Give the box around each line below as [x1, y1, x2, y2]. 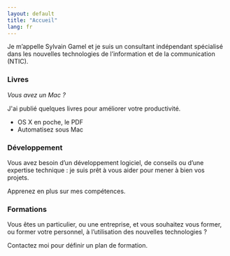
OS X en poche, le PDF [17, 118, 84, 126]
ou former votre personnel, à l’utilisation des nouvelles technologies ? [7, 228, 208, 236]
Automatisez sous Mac [17, 125, 84, 134]
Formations [7, 204, 48, 214]
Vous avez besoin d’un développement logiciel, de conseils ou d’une [7, 158, 204, 166]
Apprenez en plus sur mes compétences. [7, 187, 126, 195]
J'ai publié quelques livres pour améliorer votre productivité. [7, 104, 181, 113]
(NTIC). [7, 57, 29, 66]
